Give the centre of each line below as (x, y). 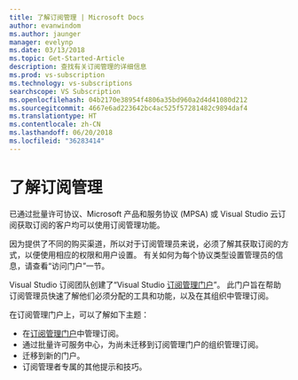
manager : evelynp (41, 42)
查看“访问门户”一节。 (71, 266)
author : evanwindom (45, 26)
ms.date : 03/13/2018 (47, 50)
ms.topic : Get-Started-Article (67, 58)
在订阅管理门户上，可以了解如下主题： (79, 314)
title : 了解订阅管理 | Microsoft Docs (77, 17)
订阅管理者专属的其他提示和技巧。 (84, 366)
